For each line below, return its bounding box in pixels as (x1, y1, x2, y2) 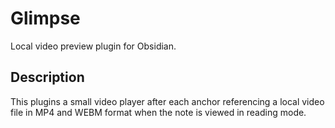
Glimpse (10, 7, 81, 30)
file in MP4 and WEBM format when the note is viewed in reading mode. (10, 106, 307, 118)
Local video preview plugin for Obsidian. (10, 40, 177, 52)
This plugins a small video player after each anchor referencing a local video (10, 95, 325, 107)
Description (10, 69, 85, 86)
